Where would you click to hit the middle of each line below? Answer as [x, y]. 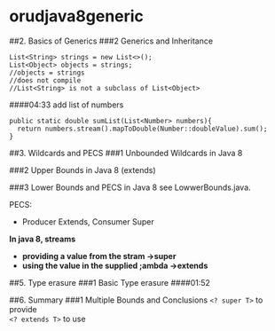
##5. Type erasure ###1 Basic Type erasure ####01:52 [110, 282]
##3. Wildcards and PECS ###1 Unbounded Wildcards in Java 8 [126, 153]
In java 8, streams [43, 239]
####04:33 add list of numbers [67, 105]
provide [23, 309]
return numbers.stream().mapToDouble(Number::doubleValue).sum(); [142, 129]
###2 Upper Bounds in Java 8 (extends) [83, 169]
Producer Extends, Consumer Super [88, 221]
